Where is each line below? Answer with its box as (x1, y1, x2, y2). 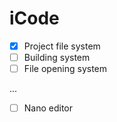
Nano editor (23, 102, 74, 114)
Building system (23, 52, 91, 63)
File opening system (23, 63, 108, 75)
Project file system (23, 40, 101, 52)
